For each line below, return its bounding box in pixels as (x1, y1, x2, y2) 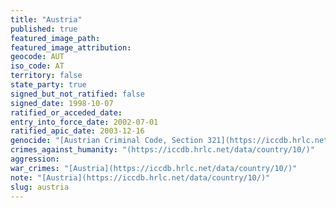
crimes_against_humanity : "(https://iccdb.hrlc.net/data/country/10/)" (10, 145, 315, 155)
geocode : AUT (10, 52, 65, 62)
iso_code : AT (10, 61, 65, 71)
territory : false (10, 71, 83, 81)
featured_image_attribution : (10, 42, 132, 53)
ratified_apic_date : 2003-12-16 (10, 126, 145, 136)
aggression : (10, 154, 60, 164)
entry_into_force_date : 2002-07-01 (10, 117, 159, 127)
